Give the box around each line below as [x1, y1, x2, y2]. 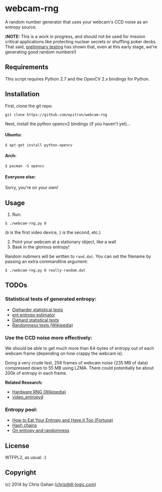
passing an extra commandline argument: [5, 258, 88, 264]
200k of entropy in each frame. [5, 370, 67, 376]
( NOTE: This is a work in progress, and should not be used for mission [5, 33, 146, 39]
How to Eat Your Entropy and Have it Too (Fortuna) [12, 417, 113, 423]
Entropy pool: [5, 406, 38, 413]
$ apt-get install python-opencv [5, 143, 73, 148]
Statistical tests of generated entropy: [5, 295, 97, 302]
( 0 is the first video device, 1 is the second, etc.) [5, 229, 101, 235]
